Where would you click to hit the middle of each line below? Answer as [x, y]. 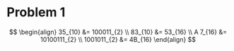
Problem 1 [36, 12]
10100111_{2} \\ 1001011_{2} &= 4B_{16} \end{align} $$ [118, 39]
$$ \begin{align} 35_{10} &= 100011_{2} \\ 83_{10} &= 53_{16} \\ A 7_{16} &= [118, 32]
